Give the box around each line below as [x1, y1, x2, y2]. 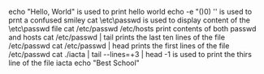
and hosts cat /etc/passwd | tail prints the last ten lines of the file [8, 32, 226, 42]
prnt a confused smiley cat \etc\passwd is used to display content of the [8, 15, 250, 25]
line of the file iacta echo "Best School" [8, 58, 140, 68]
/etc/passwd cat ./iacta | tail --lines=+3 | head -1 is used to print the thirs [8, 50, 252, 59]
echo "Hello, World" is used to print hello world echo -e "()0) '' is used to [8, 7, 253, 16]
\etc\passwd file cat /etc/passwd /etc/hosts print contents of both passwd [8, 24, 257, 33]
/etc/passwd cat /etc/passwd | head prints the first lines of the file [8, 41, 230, 51]
